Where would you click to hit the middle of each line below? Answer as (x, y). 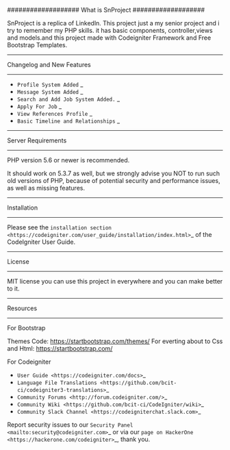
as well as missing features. (46, 188)
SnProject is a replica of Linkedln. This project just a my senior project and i (113, 23)
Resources (22, 308)
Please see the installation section (59, 227)
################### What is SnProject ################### (106, 10)
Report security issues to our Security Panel (70, 425)
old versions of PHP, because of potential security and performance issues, (114, 180)
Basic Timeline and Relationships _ (68, 121)
